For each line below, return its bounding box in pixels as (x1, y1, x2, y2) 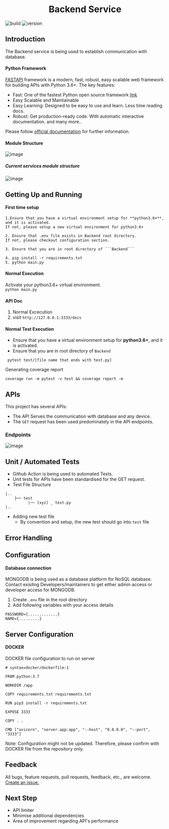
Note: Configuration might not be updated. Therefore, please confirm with (5, 740, 159, 747)
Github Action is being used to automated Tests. (12, 471, 113, 477)
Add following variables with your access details (12, 602, 114, 608)
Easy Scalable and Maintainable (12, 97, 79, 103)
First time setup (5, 204, 39, 210)
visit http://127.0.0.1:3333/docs (12, 315, 82, 321)
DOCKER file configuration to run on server (5, 655, 95, 661)
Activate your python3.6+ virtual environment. (5, 282, 101, 288)
